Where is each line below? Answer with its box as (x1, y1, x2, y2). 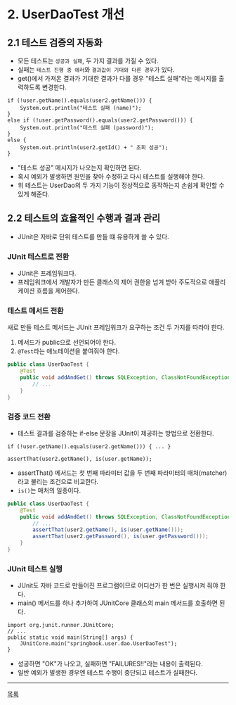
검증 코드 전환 (7, 412, 51, 421)
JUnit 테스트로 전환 (7, 251, 70, 261)
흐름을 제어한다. (36, 286, 80, 296)
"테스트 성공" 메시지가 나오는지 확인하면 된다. (17, 163, 142, 172)
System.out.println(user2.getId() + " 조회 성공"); (20, 144, 169, 151)
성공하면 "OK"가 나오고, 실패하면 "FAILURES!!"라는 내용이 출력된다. (17, 659, 204, 668)
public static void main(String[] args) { (7, 634, 133, 641)
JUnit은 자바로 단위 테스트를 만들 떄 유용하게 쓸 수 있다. (17, 232, 170, 241)
